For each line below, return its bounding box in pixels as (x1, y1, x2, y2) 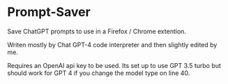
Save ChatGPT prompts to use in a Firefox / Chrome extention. (7, 27, 187, 35)
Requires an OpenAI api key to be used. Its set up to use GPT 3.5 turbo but (7, 61, 222, 69)
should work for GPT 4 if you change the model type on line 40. (7, 69, 190, 77)
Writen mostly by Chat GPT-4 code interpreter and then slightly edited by (7, 40, 218, 49)
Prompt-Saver (7, 4, 91, 20)
